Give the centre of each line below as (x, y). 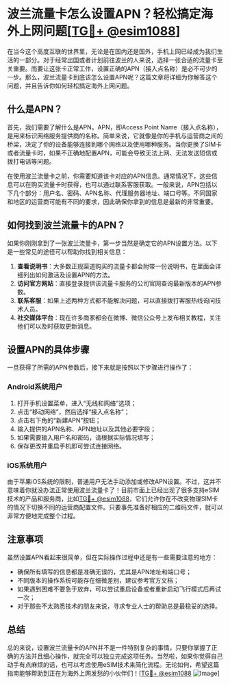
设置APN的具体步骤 (49, 350)
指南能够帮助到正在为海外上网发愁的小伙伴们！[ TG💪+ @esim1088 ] (114, 673)
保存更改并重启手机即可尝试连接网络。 (71, 446)
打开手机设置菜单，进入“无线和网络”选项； (77, 403)
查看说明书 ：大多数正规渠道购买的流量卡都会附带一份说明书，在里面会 (116, 266)
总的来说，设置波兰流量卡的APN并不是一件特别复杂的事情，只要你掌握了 (110, 647)
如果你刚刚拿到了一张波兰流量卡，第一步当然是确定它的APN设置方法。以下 (112, 243)
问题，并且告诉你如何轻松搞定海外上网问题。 (70, 86)
